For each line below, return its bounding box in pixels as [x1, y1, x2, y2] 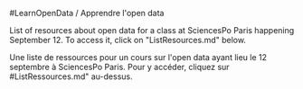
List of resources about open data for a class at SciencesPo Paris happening [9, 25, 295, 35]
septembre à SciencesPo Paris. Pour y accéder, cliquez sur [9, 62, 230, 72]
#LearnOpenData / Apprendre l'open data [9, 8, 165, 18]
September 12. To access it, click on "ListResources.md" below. [9, 35, 247, 45]
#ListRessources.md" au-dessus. [9, 71, 133, 82]
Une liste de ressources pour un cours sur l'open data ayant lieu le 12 [9, 52, 268, 62]
